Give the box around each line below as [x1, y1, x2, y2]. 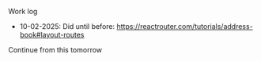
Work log [8, 7, 38, 16]
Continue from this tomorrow [8, 45, 103, 54]
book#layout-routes [19, 30, 85, 39]
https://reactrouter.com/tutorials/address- [116, 22, 253, 30]
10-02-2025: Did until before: [19, 22, 115, 30]
